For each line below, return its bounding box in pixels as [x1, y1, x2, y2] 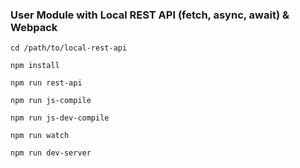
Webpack [10, 20, 58, 34]
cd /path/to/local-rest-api [10, 43, 128, 53]
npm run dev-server [10, 148, 92, 158]
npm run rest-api [10, 78, 83, 88]
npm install [10, 61, 60, 71]
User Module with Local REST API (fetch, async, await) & [10, 8, 290, 22]
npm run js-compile [10, 96, 92, 106]
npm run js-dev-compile [10, 113, 110, 123]
